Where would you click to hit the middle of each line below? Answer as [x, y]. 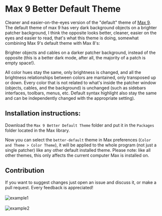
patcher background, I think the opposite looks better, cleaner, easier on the [81, 33]
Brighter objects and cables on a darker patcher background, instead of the [81, 53]
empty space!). [20, 63]
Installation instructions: [43, 114]
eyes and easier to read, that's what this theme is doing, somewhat [72, 38]
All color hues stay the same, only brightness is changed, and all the [73, 72]
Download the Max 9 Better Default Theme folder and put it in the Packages [80, 125]
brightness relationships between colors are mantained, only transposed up [81, 77]
